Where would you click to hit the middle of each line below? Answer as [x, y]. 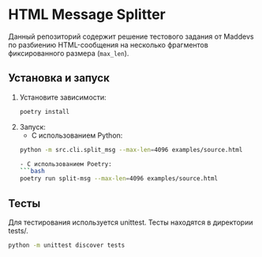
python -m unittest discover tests [67, 245]
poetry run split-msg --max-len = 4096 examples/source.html [119, 179]
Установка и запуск [59, 78]
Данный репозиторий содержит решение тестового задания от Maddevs [131, 36]
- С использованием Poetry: [65, 164]
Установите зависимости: [63, 97]
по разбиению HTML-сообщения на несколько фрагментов [109, 44]
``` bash [32, 172]
